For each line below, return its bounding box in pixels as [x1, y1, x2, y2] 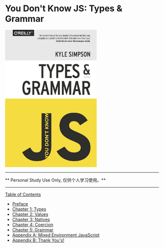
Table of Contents [5, 191, 41, 197]
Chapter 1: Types [12, 206, 46, 212]
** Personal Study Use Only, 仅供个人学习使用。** [5, 177, 106, 183]
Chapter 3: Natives [12, 216, 50, 222]
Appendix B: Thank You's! [12, 237, 64, 243]
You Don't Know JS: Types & [5, 3, 123, 14]
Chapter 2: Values [12, 211, 49, 217]
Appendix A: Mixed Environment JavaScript [12, 232, 100, 238]
